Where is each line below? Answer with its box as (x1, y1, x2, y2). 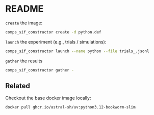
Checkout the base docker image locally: (5, 95, 91, 101)
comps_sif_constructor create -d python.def (5, 29, 101, 34)
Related (5, 82, 31, 90)
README (5, 3, 44, 15)
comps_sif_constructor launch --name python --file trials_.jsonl (5, 49, 149, 54)
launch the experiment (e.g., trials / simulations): (5, 39, 107, 45)
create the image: (5, 20, 43, 26)
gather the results (5, 58, 43, 64)
